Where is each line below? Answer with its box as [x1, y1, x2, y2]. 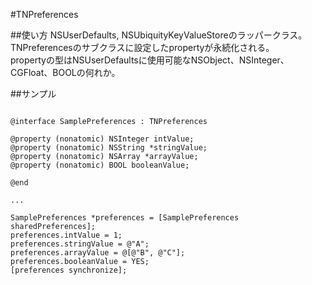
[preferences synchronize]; [10, 265, 128, 275]
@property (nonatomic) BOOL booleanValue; [10, 160, 190, 170]
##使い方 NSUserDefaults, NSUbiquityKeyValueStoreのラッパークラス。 [10, 29, 308, 41]
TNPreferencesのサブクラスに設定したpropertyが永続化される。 [10, 42, 275, 53]
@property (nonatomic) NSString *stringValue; [10, 143, 208, 153]
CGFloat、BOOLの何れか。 [10, 67, 121, 78]
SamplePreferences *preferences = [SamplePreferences [10, 213, 240, 223]
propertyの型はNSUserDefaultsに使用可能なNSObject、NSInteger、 [10, 54, 290, 66]
